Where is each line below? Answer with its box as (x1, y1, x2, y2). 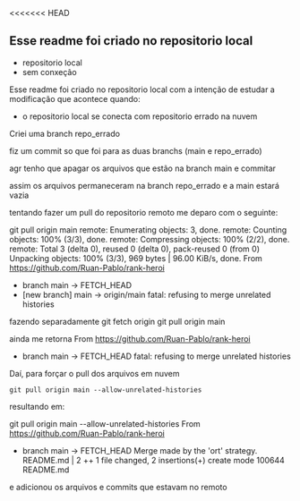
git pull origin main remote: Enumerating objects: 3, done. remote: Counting (9, 224, 287, 235)
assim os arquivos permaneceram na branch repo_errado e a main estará (9, 180, 280, 191)
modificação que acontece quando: (9, 93, 141, 104)
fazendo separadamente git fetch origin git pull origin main (9, 316, 226, 327)
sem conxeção (21, 66, 78, 77)
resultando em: (9, 401, 65, 412)
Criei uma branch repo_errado (9, 128, 121, 139)
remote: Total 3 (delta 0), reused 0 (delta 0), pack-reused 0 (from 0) (9, 243, 261, 254)
